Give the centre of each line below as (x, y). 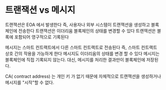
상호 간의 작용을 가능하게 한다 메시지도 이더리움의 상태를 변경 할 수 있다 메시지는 (83, 53)
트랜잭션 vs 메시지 (40, 10)
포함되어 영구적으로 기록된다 (42, 37)
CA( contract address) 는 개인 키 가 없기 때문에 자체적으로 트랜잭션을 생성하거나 (83, 76)
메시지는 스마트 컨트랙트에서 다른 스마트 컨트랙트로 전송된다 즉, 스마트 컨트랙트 (81, 47)
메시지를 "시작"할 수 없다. (30, 82)
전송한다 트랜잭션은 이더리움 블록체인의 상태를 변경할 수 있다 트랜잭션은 (87, 30)
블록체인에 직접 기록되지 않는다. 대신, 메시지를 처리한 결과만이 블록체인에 (75, 60)
